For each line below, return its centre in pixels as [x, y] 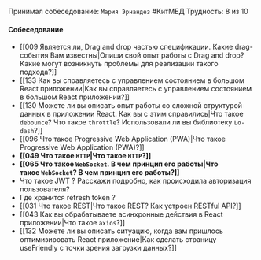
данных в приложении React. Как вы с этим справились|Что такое [131, 114]
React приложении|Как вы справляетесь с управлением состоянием [136, 89]
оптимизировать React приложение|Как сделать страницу [118, 240]
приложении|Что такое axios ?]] [72, 223]
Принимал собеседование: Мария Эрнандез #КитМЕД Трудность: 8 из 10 [129, 11]
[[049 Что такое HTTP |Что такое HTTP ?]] [85, 156]
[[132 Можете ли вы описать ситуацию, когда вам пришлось [121, 231]
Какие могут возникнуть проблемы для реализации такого [119, 64]
